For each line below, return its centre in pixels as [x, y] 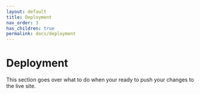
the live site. [21, 86]
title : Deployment [29, 17]
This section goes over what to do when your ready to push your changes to [100, 80]
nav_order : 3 [22, 23]
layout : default [26, 12]
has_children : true [30, 28]
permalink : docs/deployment [41, 34]
